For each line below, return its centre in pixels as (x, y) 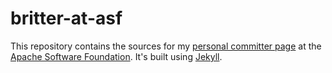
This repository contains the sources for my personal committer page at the (166, 46)
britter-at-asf (66, 18)
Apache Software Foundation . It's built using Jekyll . (116, 56)
